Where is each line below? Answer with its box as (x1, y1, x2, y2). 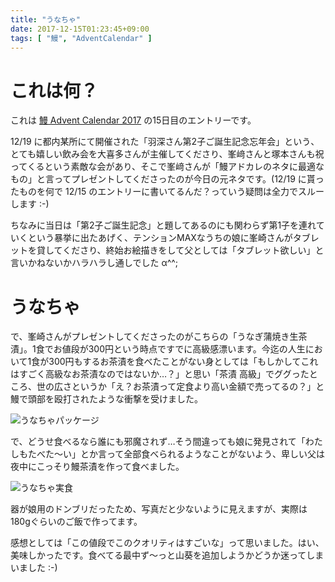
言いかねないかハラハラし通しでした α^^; (10, 257, 179, 269)
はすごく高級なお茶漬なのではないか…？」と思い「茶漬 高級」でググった (10, 368, 310, 380)
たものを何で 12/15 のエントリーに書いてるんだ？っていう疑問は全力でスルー (10, 186, 325, 198)
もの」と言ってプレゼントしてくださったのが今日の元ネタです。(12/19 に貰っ (10, 173, 325, 185)
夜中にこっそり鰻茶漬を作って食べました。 (10, 461, 185, 473)
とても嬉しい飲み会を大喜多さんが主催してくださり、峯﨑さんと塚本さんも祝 (10, 148, 325, 160)
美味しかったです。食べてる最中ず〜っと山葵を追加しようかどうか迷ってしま (10, 549, 325, 561)
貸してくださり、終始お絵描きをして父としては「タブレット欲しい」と (36, 244, 325, 256)
